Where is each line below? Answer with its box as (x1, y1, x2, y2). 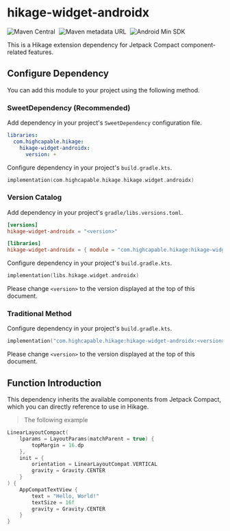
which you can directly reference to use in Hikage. (7, 402, 149, 411)
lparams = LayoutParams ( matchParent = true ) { (19, 435, 155, 442)
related (7, 48, 27, 56)
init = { (19, 454, 44, 461)
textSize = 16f (31, 499, 75, 506)
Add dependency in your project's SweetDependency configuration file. (7, 118, 203, 127)
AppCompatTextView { (19, 486, 78, 493)
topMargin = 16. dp (31, 441, 84, 449)
